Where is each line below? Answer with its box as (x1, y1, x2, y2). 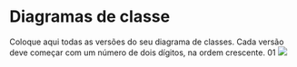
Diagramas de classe (9, 6, 171, 27)
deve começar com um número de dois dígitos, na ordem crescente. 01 (9, 47, 276, 58)
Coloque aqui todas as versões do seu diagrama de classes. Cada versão (9, 36, 284, 47)
